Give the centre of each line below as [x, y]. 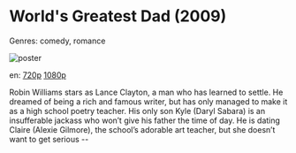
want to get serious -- [49, 139]
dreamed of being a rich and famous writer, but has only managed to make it [148, 101]
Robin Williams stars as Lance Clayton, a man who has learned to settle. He [146, 92]
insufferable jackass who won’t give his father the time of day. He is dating [145, 120]
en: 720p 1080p [38, 75]
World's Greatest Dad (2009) [118, 16]
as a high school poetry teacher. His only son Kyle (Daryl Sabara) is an [137, 111]
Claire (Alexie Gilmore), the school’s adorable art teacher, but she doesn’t [142, 129]
